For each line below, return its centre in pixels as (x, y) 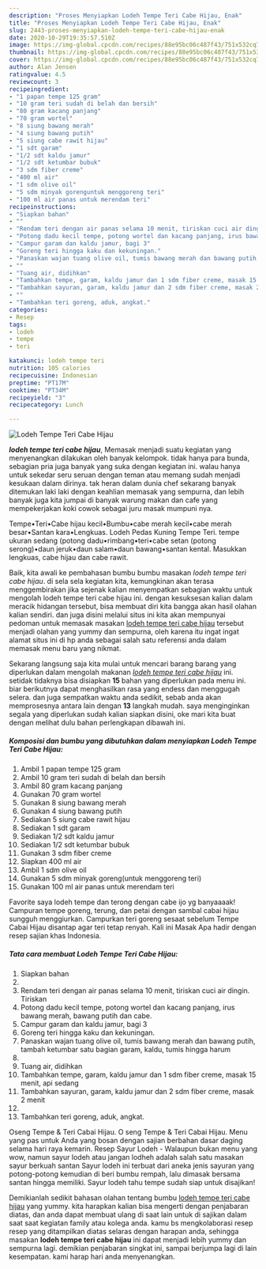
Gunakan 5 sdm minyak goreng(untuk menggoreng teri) (111, 878)
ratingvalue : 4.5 (37, 74)
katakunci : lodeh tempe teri (57, 361)
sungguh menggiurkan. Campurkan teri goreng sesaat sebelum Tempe (124, 919)
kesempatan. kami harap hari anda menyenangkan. (92, 1257)
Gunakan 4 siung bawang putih (71, 811)
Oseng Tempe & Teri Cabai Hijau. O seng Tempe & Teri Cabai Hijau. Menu (128, 1132)
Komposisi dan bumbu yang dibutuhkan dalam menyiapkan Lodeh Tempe (133, 741)
